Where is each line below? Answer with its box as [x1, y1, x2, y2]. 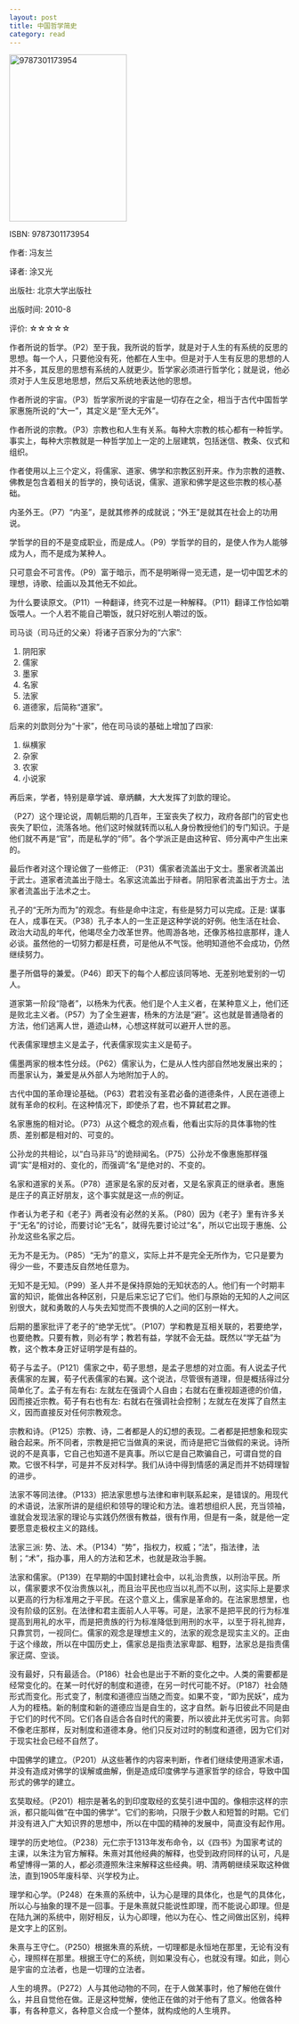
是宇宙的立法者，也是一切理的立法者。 [9, 1964, 149, 1975]
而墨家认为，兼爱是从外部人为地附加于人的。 [9, 1069, 174, 1080]
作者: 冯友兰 [9, 247, 53, 258]
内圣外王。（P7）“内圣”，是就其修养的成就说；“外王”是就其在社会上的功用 [9, 507, 279, 518]
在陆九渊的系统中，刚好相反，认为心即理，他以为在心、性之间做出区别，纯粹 [9, 1912, 290, 1922]
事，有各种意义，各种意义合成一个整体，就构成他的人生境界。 [9, 2005, 236, 2016]
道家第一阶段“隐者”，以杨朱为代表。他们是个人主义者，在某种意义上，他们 [9, 998, 282, 1009]
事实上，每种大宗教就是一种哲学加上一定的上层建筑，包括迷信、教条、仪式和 [9, 436, 290, 447]
